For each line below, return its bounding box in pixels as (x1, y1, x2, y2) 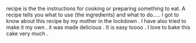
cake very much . (6, 30, 49, 37)
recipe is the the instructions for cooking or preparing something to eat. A (6, 5, 186, 12)
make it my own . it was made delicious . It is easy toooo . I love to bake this (6, 24, 191, 31)
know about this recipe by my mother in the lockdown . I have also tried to (6, 18, 187, 24)
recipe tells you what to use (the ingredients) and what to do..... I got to (6, 11, 179, 18)
